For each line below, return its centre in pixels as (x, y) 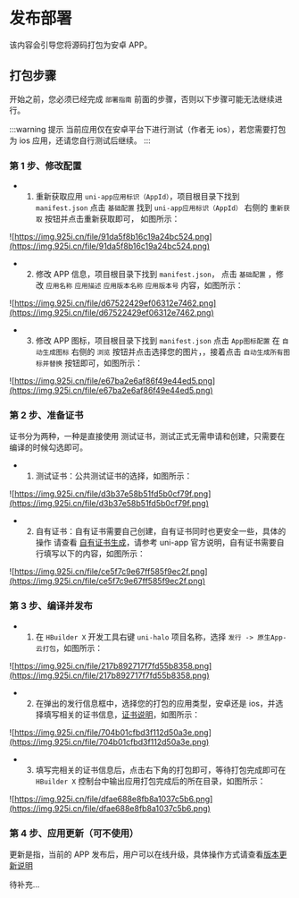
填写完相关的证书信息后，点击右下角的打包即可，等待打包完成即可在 (161, 769)
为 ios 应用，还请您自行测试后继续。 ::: (80, 140)
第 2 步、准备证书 (46, 415)
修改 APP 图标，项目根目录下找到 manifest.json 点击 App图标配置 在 (158, 341)
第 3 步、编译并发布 (51, 606)
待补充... (25, 884)
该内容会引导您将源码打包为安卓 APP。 (81, 45)
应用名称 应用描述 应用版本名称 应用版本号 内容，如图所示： (145, 285)
